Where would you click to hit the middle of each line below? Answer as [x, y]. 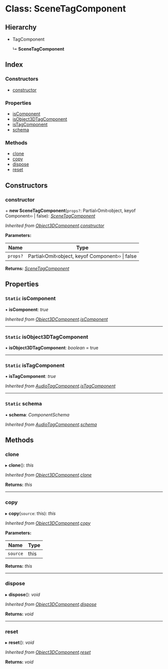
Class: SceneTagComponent [65, 9]
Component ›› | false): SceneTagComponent [50, 215]
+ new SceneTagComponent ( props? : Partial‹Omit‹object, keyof [70, 210]
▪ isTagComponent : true [30, 376]
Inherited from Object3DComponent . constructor [55, 226]
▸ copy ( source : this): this [30, 513]
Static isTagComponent [35, 365]
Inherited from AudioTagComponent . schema [51, 424]
